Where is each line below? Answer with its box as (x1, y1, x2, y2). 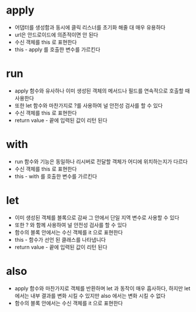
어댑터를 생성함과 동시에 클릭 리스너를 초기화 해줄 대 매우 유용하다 (14, 24, 166, 31)
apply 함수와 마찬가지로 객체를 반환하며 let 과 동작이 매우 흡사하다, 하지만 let (14, 284, 191, 292)
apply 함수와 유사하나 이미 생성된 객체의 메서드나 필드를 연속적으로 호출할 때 (14, 87, 190, 94)
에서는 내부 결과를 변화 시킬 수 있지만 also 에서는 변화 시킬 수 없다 (14, 292, 166, 299)
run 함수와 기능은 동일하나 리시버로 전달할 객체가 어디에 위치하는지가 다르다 (14, 157, 188, 165)
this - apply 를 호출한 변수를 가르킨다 (14, 45, 101, 53)
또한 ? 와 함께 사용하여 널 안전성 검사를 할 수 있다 (14, 221, 127, 228)
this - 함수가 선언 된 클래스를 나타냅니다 (14, 236, 106, 243)
